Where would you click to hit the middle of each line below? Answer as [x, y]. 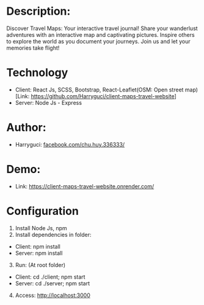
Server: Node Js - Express [49, 102]
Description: [38, 11]
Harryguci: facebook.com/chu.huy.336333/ [70, 144]
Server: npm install [39, 253]
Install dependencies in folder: [53, 234]
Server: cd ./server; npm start [53, 283]
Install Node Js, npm [41, 228]
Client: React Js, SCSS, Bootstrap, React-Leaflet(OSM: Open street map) [107, 90]
